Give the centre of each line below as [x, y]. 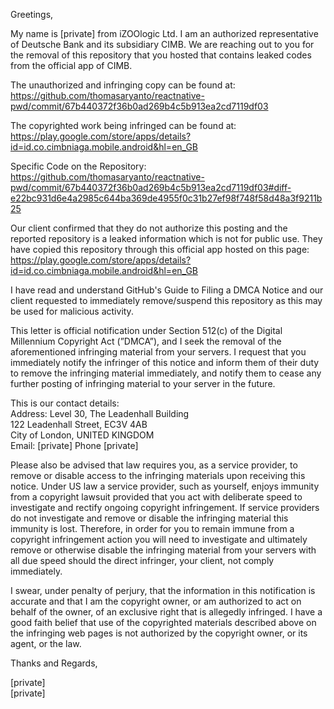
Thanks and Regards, [54, 663]
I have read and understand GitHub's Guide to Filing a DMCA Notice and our [167, 290]
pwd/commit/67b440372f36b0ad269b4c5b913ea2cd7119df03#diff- [151, 187]
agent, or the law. [46, 643]
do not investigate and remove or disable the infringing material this [149, 518]
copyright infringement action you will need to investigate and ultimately [159, 539]
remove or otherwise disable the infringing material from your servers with [163, 550]
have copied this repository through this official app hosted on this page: [160, 249]
